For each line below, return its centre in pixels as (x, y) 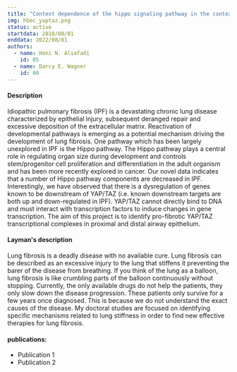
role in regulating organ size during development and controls (97, 156)
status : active (30, 27)
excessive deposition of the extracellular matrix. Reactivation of (99, 126)
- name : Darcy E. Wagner (50, 66)
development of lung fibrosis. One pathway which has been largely (105, 141)
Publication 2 (37, 362)
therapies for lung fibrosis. (46, 323)
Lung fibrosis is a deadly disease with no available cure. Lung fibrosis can (115, 256)
